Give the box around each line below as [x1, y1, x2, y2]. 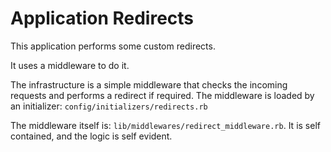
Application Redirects [10, 7, 195, 30]
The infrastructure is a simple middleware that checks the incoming [10, 78, 288, 91]
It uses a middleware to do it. [10, 59, 130, 71]
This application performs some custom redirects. [10, 40, 216, 52]
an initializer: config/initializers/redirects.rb [10, 100, 208, 112]
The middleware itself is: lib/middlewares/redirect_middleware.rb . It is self [10, 119, 321, 131]
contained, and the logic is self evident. [10, 130, 173, 142]
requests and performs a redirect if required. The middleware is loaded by [10, 89, 315, 101]
